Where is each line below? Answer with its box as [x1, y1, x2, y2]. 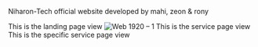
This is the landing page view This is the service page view [8, 22, 251, 31]
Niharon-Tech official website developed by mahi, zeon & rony [8, 7, 209, 16]
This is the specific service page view [8, 31, 131, 39]
